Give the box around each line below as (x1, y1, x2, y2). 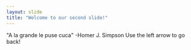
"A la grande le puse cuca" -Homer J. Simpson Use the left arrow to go (6, 31, 185, 38)
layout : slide (6, 9, 43, 15)
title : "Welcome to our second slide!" (6, 15, 108, 21)
